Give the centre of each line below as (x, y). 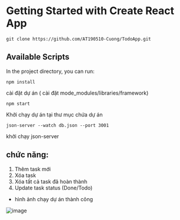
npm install (21, 82)
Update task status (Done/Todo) (54, 188)
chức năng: (27, 155)
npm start (18, 104)
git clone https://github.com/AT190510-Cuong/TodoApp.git (79, 39)
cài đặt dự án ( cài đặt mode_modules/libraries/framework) (77, 93)
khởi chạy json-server (33, 136)
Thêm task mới (33, 169)
